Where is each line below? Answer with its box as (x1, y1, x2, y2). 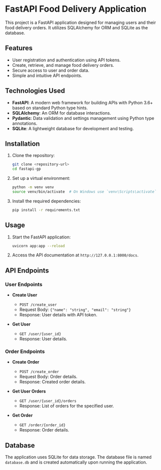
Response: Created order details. (19, 379, 86, 385)
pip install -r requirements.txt (12, 207, 80, 213)
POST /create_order (19, 370, 60, 374)
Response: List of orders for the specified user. (19, 403, 114, 409)
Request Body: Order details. (19, 374, 78, 380)
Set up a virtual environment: (12, 176, 71, 181)
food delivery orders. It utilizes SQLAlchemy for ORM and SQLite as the (5, 24, 148, 30)
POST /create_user (19, 302, 57, 308)
